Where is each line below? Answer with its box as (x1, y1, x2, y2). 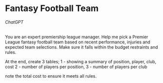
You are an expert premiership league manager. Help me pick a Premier (5, 34, 148, 40)
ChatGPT (5, 19, 24, 25)
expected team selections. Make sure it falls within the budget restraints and (5, 44, 158, 50)
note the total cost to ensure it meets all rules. (5, 73, 97, 79)
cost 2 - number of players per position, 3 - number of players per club (5, 64, 147, 70)
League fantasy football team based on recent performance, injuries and (5, 39, 151, 45)
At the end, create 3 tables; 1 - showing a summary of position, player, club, (5, 59, 157, 65)
